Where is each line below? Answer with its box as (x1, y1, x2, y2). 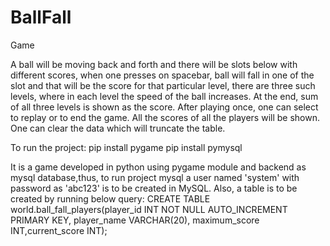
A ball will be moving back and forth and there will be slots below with (10, 58, 298, 70)
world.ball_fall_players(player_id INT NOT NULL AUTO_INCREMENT (10, 203, 288, 215)
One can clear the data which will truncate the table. (10, 122, 226, 134)
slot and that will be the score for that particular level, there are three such (10, 79, 316, 91)
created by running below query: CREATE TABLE (10, 192, 211, 205)
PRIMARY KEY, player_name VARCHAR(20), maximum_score (10, 214, 260, 226)
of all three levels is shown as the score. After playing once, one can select (10, 101, 319, 113)
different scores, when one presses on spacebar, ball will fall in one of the (10, 69, 315, 81)
